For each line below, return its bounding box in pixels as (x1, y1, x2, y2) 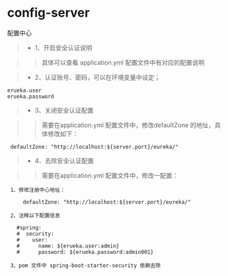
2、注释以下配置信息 (10, 212, 60, 219)
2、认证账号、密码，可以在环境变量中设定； (34, 73, 161, 81)
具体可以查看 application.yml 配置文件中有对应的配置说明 (41, 58, 205, 67)
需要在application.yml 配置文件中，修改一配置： (41, 171, 179, 179)
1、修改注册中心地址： (10, 186, 66, 193)
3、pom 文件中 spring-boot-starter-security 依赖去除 (10, 262, 161, 269)
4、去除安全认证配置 (34, 156, 94, 165)
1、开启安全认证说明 (34, 43, 92, 51)
